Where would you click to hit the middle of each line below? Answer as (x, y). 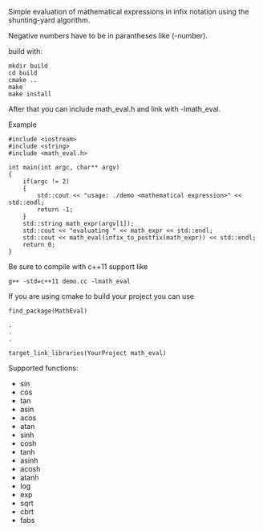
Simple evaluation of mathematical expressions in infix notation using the (129, 12)
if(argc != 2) (46, 182)
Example (23, 125)
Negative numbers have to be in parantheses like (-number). (108, 36)
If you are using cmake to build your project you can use (101, 296)
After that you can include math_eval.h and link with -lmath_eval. (115, 109)
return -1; (55, 210)
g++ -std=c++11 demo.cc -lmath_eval (69, 281)
